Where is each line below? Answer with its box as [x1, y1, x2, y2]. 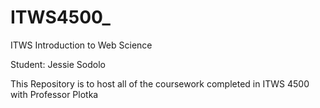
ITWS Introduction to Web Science [10, 39, 153, 51]
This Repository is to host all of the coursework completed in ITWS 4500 [10, 77, 310, 90]
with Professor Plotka [10, 88, 99, 100]
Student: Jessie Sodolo [10, 58, 106, 70]
